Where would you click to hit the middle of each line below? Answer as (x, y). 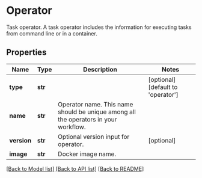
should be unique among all (97, 112)
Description (100, 69)
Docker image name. (87, 154)
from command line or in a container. (52, 33)
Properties (26, 53)
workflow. (72, 127)
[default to (163, 87)
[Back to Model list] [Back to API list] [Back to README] (75, 168)
